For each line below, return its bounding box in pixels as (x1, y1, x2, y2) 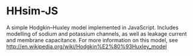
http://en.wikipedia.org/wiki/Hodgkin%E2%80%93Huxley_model (6, 43, 167, 50)
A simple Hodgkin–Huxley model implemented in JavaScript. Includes (6, 24, 179, 31)
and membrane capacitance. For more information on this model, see (6, 36, 179, 43)
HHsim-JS (6, 4, 59, 18)
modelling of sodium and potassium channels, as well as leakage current (6, 30, 187, 37)
